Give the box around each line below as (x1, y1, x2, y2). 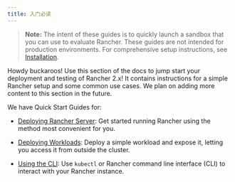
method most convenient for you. (17, 124, 116, 132)
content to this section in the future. (7, 89, 113, 97)
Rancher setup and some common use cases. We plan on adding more (7, 81, 215, 90)
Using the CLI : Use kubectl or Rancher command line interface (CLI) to (17, 159, 226, 168)
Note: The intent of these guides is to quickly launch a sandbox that (24, 30, 224, 38)
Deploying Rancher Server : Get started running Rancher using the (17, 117, 211, 125)
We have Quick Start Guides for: (7, 102, 102, 111)
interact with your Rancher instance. (17, 166, 125, 175)
